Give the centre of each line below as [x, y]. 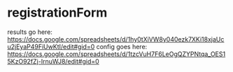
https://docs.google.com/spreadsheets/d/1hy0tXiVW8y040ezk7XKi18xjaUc [116, 39]
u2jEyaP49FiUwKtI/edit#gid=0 [51, 46]
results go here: [30, 32]
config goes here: [122, 46]
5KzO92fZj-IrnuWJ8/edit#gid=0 [53, 61]
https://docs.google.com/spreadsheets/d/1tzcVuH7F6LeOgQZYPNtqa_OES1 [116, 54]
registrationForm [57, 13]
